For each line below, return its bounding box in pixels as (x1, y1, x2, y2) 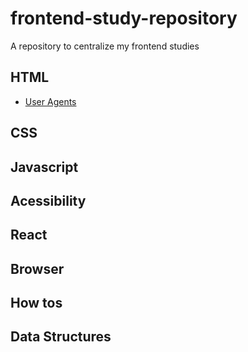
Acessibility (10, 192, 87, 209)
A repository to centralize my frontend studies (10, 40, 200, 52)
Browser (10, 260, 65, 277)
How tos (10, 295, 63, 312)
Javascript (10, 158, 79, 176)
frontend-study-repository (10, 7, 238, 30)
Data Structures (10, 328, 112, 346)
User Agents (24, 95, 77, 107)
